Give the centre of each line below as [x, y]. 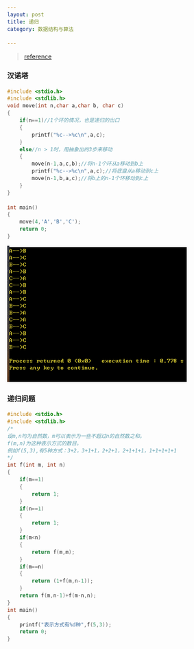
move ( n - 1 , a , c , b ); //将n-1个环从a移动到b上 [88, 164]
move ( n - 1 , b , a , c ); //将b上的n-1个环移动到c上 [90, 179]
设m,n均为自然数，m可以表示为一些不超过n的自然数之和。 [76, 436]
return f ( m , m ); [53, 552]
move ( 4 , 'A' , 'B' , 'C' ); [50, 222]
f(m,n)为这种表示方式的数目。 [45, 443]
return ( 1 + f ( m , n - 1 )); [63, 581]
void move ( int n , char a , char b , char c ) [66, 106]
